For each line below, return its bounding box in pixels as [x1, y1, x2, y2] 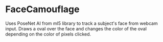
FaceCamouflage [5, 4, 80, 15]
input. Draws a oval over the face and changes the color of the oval [5, 25, 147, 31]
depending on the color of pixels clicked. [5, 31, 91, 37]
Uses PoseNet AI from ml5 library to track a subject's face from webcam [5, 20, 158, 26]
